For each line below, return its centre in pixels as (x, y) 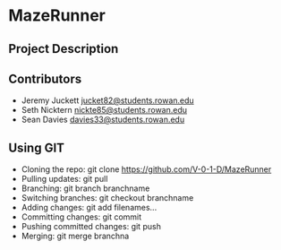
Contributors (45, 78)
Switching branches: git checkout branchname (107, 198)
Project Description (64, 49)
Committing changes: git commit (81, 217)
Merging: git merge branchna (75, 236)
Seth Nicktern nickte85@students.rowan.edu (104, 110)
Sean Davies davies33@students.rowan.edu (103, 120)
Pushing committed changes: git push (91, 227)
